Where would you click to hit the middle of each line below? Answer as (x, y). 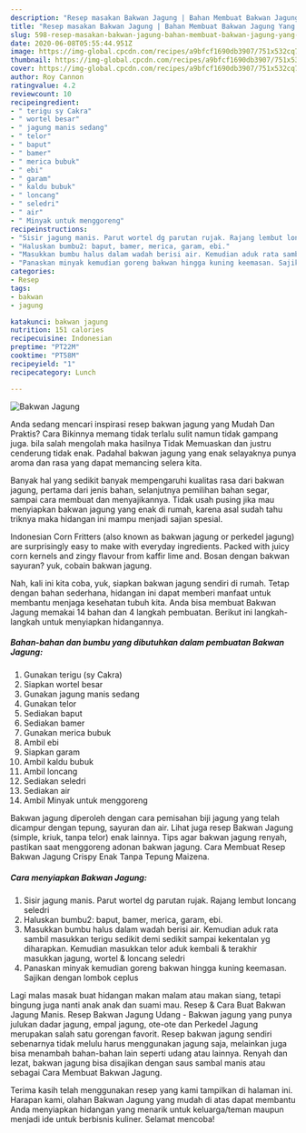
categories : (33, 272)
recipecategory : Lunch (53, 372)
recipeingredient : (45, 102)
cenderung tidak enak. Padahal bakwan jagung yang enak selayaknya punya (153, 453)
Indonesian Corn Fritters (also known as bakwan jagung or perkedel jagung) (153, 536)
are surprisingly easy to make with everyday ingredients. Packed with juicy (150, 546)
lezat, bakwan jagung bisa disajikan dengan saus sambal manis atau (138, 1063)
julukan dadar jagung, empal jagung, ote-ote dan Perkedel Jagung (134, 1025)
